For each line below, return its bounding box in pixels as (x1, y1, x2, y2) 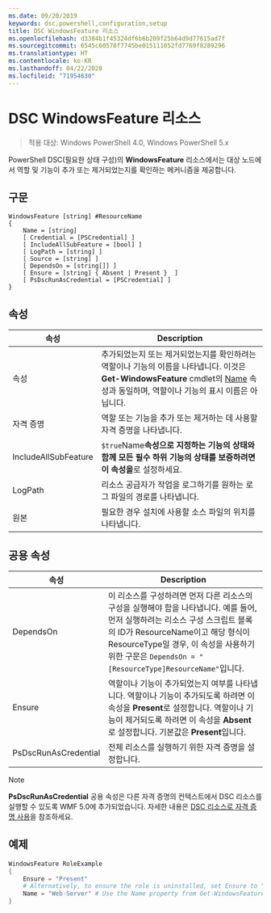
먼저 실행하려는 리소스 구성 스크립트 (107, 615, 236, 625)
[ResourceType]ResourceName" (107, 664, 220, 673)
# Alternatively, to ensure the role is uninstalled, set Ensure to (23, 882, 258, 890)
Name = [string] (23, 227, 78, 235)
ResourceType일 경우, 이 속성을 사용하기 (107, 639, 256, 650)
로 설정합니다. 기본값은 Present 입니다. (107, 726, 247, 738)
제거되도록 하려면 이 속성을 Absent (124, 714, 252, 726)
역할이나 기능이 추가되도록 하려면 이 (127, 690, 256, 701)
